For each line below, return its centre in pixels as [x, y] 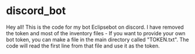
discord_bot [36, 11]
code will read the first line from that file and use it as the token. [83, 46]
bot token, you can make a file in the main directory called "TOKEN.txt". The [97, 39]
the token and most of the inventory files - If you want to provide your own [96, 33]
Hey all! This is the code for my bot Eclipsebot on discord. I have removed [95, 27]
